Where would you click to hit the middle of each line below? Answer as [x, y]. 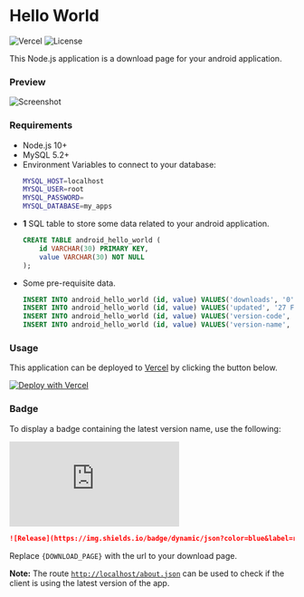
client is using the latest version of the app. [90, 582]
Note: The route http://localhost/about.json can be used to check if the [147, 573]
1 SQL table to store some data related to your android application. [146, 224]
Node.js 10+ [45, 145]
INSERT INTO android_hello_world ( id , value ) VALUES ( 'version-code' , [157, 317]
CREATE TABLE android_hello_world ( [91, 240]
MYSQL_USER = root [53, 190]
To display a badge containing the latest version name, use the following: [145, 428]
